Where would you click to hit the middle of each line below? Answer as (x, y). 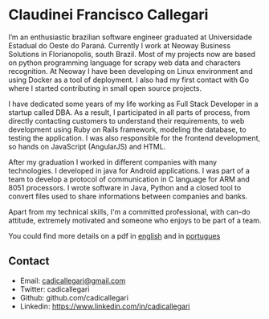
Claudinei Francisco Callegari (108, 15)
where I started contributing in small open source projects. (105, 88)
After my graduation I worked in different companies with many (113, 162)
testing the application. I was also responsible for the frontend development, (134, 137)
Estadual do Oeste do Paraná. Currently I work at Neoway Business (120, 45)
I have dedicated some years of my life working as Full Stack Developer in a (133, 104)
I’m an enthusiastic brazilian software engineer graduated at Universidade (130, 37)
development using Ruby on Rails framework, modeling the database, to (127, 129)
